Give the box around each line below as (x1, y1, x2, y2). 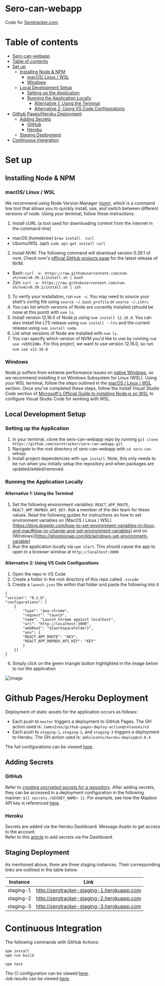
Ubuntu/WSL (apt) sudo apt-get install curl (12, 240, 106, 246)
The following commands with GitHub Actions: (5, 939, 99, 945)
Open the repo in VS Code (12, 571, 66, 577)
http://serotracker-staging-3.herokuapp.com (36, 903, 141, 910)
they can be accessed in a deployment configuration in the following (5, 789, 144, 795)
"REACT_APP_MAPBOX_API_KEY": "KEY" (23, 639, 96, 644)
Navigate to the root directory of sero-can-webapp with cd (12, 446, 132, 451)
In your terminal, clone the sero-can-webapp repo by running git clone (12, 436, 158, 442)
